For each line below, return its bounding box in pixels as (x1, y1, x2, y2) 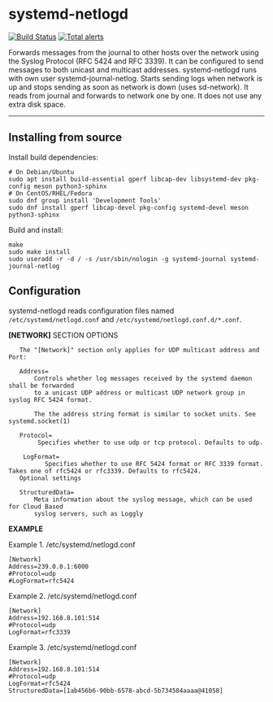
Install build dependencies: (8, 152, 99, 162)
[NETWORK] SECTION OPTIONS (8, 330, 119, 340)
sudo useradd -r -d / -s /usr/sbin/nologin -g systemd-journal (8, 255, 227, 263)
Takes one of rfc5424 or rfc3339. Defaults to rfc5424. (8, 467, 201, 475)
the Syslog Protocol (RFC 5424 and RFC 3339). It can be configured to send (8, 56, 264, 66)
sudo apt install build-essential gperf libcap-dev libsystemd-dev (8, 175, 242, 183)
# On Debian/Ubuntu (8, 168, 75, 176)
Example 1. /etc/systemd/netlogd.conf (8, 539, 136, 549)
